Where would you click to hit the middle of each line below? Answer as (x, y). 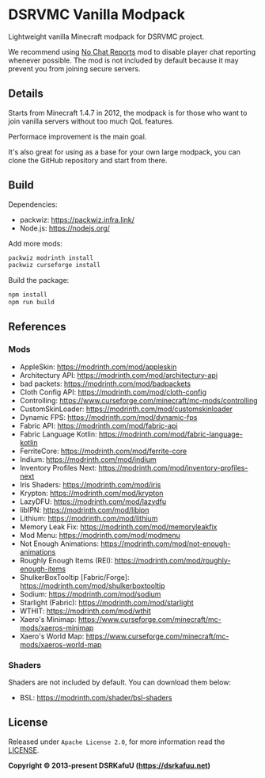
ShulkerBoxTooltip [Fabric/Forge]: (74, 577)
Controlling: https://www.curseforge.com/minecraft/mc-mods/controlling (139, 400)
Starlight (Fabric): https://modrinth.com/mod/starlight (106, 602)
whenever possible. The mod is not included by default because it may (123, 60)
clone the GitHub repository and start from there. (88, 160)
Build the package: (39, 280)
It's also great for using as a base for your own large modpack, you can (125, 151)
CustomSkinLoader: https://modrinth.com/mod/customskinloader (126, 409)
